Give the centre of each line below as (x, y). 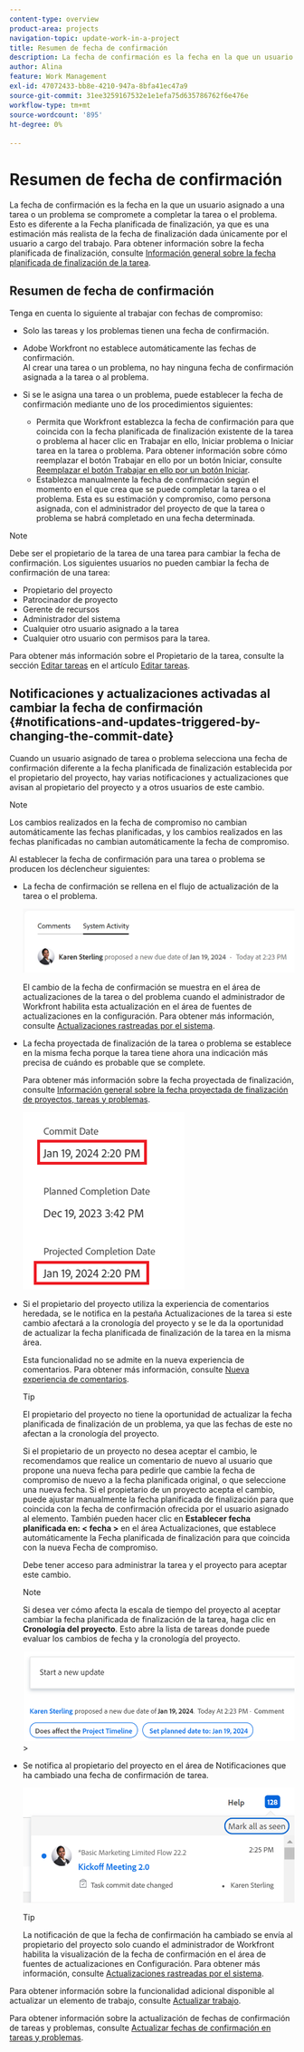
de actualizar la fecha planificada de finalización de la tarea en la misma (157, 1332)
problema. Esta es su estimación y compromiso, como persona (153, 498)
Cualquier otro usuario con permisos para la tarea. (116, 638)
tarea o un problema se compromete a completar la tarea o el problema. (143, 215)
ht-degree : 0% (36, 124)
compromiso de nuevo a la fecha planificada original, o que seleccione (154, 1480)
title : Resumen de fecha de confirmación (89, 48)
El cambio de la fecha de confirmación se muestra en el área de (141, 987)
